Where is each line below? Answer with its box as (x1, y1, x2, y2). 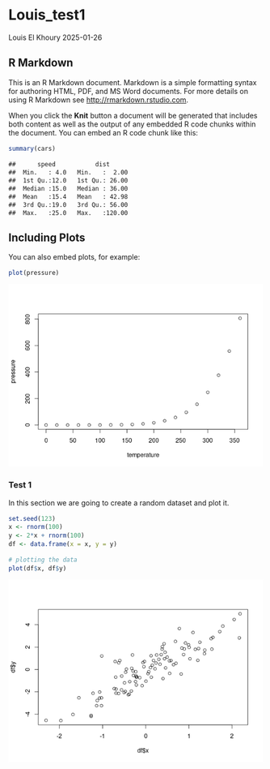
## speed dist (8, 160, 111, 168)
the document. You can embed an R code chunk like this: (8, 127, 198, 137)
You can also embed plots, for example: (8, 252, 141, 262)
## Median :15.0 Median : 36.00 (8, 184, 129, 192)
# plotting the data (8, 556, 78, 565)
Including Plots (8, 231, 86, 245)
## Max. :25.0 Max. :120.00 (8, 208, 129, 217)
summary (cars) (8, 144, 57, 153)
